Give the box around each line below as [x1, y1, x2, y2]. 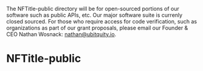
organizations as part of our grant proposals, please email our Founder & [6, 24, 188, 31]
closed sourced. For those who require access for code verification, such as [6, 18, 198, 25]
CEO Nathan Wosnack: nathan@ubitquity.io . [6, 31, 117, 38]
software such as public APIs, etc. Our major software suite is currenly [6, 11, 183, 19]
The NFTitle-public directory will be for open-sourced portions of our [6, 5, 179, 12]
